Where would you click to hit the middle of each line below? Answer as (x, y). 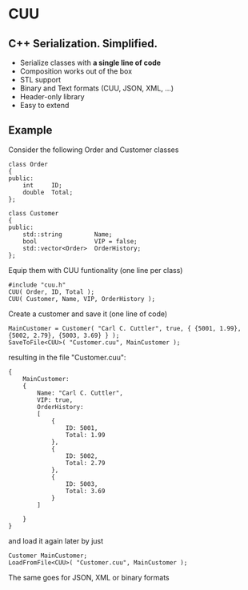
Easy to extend (44, 105)
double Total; (48, 192)
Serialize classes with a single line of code (90, 62)
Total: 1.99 (85, 435)
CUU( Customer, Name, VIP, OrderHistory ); (82, 299)
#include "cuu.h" (37, 285)
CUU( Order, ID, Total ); (51, 292)
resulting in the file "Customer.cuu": (67, 357)
